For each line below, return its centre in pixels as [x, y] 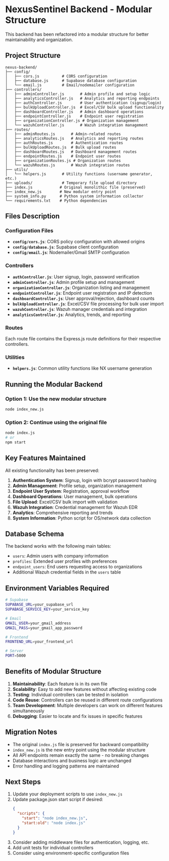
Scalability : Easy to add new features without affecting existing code [85, 689]
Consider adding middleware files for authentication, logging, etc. [81, 842]
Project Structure [33, 56]
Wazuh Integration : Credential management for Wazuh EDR [75, 507]
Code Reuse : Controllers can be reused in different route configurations [88, 700]
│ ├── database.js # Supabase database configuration [71, 81]
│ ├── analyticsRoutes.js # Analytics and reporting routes [74, 138]
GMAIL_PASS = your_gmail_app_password [44, 628]
